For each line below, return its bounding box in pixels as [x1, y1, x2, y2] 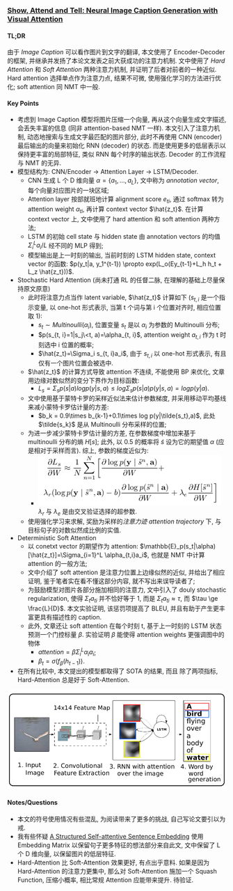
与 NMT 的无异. [17, 159, 61, 167]
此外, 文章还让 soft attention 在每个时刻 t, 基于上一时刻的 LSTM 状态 [27, 622, 223, 630]
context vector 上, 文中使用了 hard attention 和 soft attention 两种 [27, 214, 214, 223]
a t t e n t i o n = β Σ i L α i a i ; [38, 647, 96, 658]
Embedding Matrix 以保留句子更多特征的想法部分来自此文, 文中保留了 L [17, 841, 220, 849]
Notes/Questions [7, 798, 58, 807]
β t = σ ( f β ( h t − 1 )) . [38, 657, 86, 667]
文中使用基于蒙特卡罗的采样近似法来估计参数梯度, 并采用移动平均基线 [27, 394, 227, 402]
